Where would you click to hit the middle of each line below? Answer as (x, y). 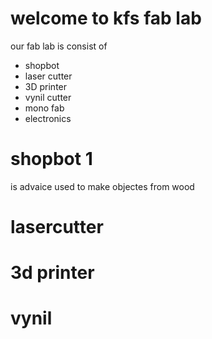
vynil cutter (48, 97)
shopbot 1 (51, 159)
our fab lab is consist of (59, 46)
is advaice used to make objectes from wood (102, 186)
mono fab (44, 108)
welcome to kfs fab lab (106, 18)
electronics (48, 118)
